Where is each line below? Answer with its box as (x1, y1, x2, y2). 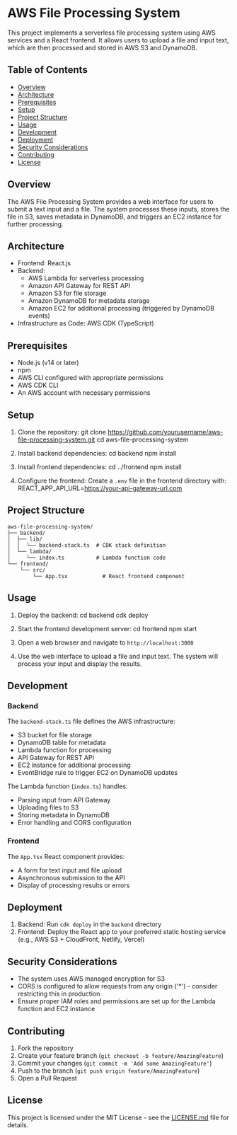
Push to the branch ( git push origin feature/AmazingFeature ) (17, 1066, 200, 1075)
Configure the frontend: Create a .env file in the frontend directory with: (17, 476, 226, 485)
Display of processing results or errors (17, 881, 130, 889)
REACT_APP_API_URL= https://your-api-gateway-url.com (17, 484, 183, 492)
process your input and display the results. (17, 659, 142, 668)
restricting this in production (17, 989, 100, 998)
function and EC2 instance (17, 1005, 96, 1013)
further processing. (7, 219, 64, 228)
